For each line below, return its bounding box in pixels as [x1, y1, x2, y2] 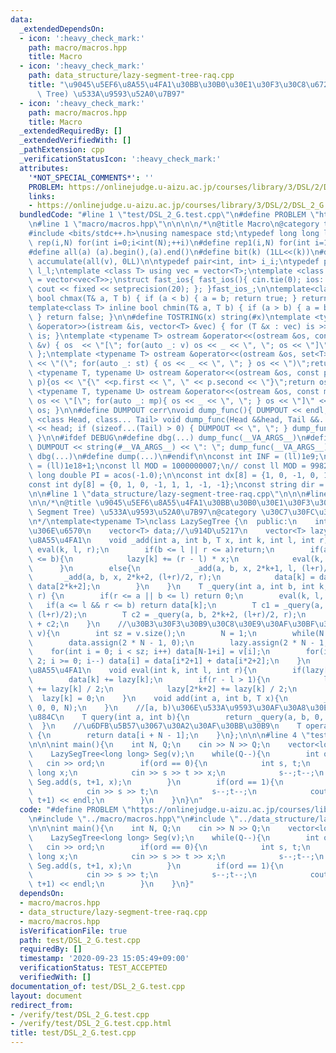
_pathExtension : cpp [19, 145, 105, 155]
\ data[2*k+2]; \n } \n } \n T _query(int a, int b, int [28, 582, 315, 592]
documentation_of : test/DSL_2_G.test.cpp [10, 981, 186, 991]
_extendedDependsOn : [19, 24, 105, 34]
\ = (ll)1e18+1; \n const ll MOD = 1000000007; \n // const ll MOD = [28, 461, 307, 471]
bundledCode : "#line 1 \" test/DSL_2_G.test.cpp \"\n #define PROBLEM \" [19, 210, 320, 220]
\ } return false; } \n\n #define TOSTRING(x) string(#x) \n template [28, 312, 311, 322]
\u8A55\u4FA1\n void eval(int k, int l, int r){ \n [28, 666, 257, 676]
